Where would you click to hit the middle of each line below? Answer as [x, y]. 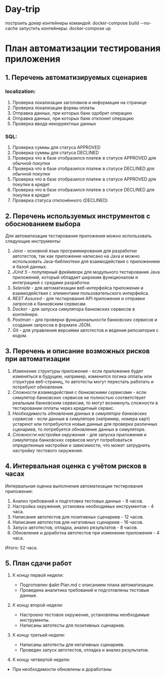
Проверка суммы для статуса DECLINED [56, 153]
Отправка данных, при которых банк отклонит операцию [73, 118]
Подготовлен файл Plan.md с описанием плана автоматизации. [87, 585]
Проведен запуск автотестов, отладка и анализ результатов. [84, 650]
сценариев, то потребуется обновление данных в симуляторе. [79, 429]
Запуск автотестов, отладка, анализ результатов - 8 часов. [75, 527]
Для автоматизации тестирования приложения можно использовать [79, 236]
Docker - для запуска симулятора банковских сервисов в [74, 309]
